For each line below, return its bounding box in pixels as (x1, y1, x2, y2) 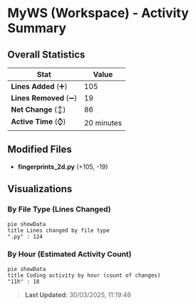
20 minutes (83, 117, 123, 127)
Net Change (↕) (11, 105, 66, 115)
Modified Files (7, 144, 73, 156)
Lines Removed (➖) (11, 93, 77, 102)
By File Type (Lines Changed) (7, 204, 111, 214)
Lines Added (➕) (11, 82, 68, 91)
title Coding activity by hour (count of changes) (7, 272, 161, 279)
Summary (7, 20, 66, 36)
